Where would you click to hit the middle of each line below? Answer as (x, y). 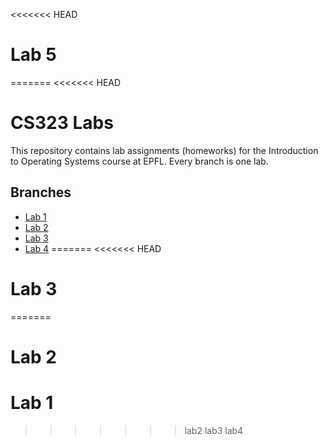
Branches (41, 192)
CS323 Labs (62, 123)
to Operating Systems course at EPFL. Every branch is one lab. (139, 161)
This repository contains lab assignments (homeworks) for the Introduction (164, 150)
